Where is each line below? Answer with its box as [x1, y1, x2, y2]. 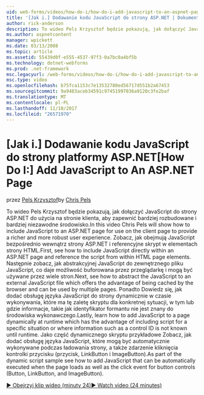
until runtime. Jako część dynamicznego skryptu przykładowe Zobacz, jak [6, 331, 192, 338]
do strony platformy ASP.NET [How [6, 150, 185, 164]
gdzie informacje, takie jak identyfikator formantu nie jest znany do [6, 305, 174, 313]
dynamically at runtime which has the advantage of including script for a [6, 318, 187, 326]
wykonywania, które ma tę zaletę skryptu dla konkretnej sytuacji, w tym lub [6, 299, 194, 306]
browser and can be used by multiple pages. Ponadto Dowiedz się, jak [6, 286, 183, 293]
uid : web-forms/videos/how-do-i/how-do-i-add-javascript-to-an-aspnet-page [6, 9, 202, 15]
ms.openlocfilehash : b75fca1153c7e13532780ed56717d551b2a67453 [6, 83, 170, 89]
